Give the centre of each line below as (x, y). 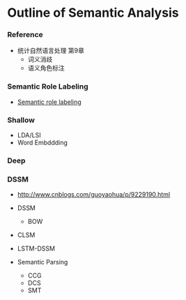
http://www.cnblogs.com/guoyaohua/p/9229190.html (94, 195)
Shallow (21, 120)
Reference (25, 35)
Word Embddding (42, 143)
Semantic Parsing (42, 262)
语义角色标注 (46, 68)
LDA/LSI (29, 135)
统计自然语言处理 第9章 (51, 51)
